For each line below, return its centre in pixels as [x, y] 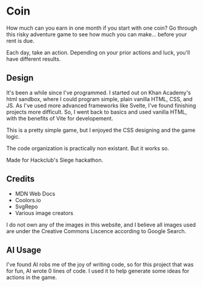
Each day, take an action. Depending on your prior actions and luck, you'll [98, 52]
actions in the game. [32, 277]
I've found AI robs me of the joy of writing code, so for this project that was [100, 265]
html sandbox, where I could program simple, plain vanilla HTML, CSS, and [99, 99]
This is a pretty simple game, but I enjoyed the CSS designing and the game [101, 130]
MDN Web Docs [35, 193]
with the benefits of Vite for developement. [60, 118]
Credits [21, 179]
